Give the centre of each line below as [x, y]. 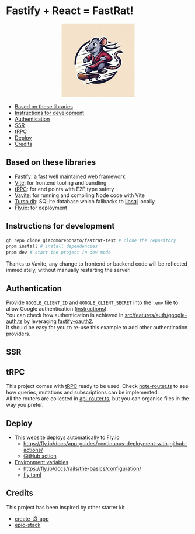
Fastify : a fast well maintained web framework [70, 176]
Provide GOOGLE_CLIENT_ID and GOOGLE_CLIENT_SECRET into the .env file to [92, 302]
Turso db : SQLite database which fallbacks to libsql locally [85, 201]
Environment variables [41, 462]
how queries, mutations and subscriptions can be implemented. [83, 392]
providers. [18, 334]
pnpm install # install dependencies [52, 246]
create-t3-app [32, 518]
